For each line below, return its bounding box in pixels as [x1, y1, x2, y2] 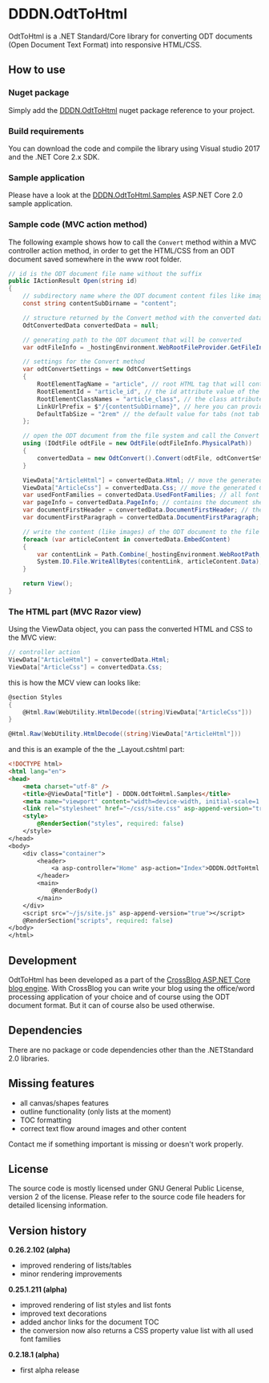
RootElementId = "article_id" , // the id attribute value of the [37, 387, 260, 395]
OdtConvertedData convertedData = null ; [22, 321, 159, 330]
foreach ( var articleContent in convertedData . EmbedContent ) [22, 535, 231, 544]
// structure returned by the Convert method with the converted [22, 313, 246, 321]
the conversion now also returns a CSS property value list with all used [19, 1326, 254, 1336]
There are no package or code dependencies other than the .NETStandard [8, 1045, 254, 1054]
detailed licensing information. [8, 1200, 108, 1211]
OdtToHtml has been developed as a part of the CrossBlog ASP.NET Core [8, 975, 251, 985]
